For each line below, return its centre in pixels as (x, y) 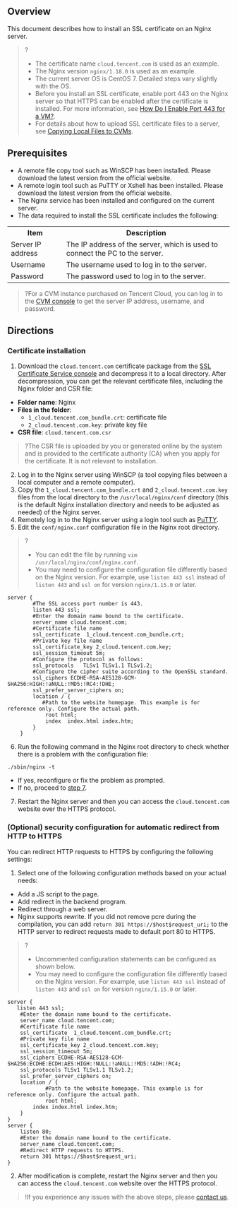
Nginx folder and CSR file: (55, 389)
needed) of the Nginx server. (59, 512)
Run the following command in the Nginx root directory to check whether (123, 747)
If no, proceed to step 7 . (52, 788)
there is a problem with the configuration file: (83, 754)
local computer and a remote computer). (76, 482)
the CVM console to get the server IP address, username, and (114, 301)
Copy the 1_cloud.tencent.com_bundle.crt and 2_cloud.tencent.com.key (122, 490)
